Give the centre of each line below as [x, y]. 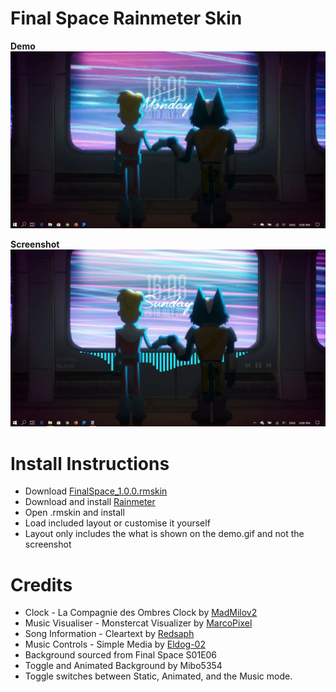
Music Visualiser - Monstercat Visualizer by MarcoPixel [138, 623]
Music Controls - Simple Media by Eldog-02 [115, 644]
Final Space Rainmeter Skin [126, 18]
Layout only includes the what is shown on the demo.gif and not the [164, 534]
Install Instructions [90, 463]
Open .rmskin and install [74, 513]
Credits [41, 584]
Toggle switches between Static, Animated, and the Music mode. [158, 676]
